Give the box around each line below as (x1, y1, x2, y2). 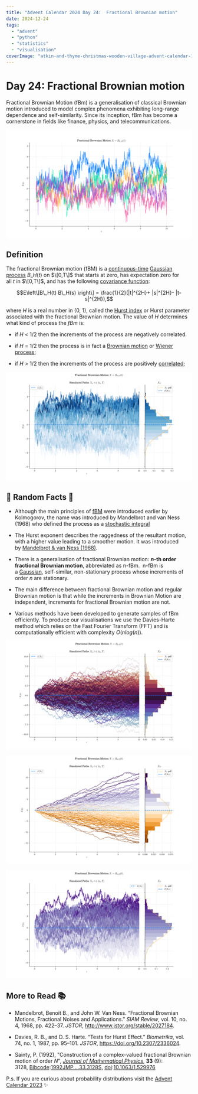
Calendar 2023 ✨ (6, 1082, 48, 1089)
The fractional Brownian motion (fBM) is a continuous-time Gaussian (6, 265, 173, 272)
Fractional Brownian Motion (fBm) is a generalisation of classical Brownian (6, 99, 186, 106)
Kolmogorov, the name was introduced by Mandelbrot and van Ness (14, 514, 180, 521)
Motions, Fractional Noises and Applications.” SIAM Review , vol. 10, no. (14, 1016, 187, 1023)
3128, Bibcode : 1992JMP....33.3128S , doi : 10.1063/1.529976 (14, 1064, 156, 1071)
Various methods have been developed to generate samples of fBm (14, 610, 179, 617)
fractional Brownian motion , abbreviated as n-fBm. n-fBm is (14, 562, 164, 569)
